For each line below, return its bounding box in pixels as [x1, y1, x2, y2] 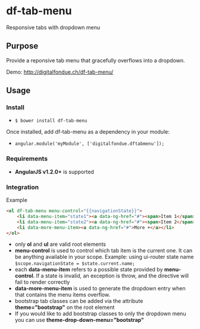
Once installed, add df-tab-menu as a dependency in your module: [6, 128, 170, 135]
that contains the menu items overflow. [14, 291, 111, 298]
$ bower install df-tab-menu [14, 118, 87, 124]
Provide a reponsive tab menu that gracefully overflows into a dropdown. [6, 56, 186, 64]
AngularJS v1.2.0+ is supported [14, 168, 94, 175]
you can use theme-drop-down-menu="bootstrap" [14, 317, 145, 324]
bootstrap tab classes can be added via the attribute [14, 298, 143, 305]
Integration [6, 183, 39, 191]
